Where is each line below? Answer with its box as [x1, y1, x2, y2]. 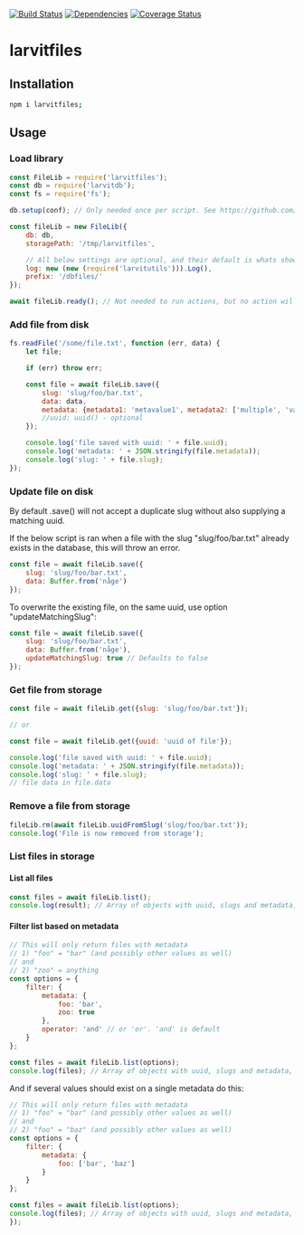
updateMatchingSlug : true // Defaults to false [25, 654, 208, 663]
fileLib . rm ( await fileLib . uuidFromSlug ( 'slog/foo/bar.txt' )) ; [9, 820, 249, 830]
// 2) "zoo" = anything [9, 966, 100, 975]
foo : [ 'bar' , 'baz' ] [57, 1159, 136, 1168]
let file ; [25, 347, 63, 356]
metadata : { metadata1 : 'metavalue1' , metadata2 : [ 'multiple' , [42, 405, 281, 414]
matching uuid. [9, 516, 65, 527]
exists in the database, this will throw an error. [9, 543, 181, 554]
